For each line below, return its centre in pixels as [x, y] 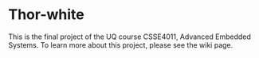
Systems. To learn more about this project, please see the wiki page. [121, 44]
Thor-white [47, 15]
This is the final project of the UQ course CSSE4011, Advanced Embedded [129, 37]
